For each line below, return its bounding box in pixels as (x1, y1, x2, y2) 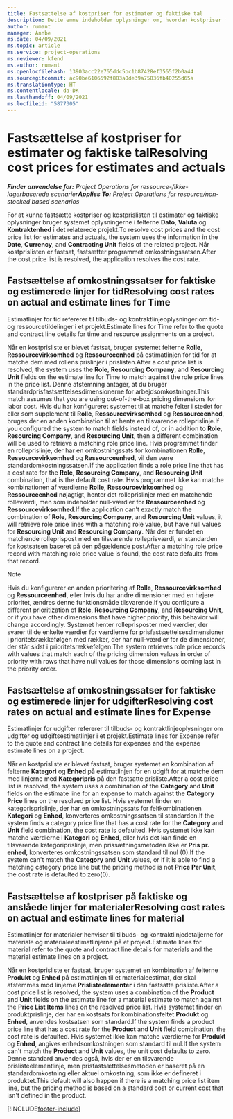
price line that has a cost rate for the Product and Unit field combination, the (7, 1025, 226, 1033)
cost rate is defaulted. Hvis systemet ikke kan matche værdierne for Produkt (7, 1032, 226, 1041)
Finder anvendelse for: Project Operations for (7, 182, 139, 191)
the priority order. (7, 664, 58, 673)
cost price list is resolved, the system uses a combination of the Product (7, 988, 215, 996)
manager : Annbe (7, 29, 51, 37)
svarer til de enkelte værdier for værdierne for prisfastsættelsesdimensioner (7, 628, 224, 636)
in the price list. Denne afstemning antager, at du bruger (7, 380, 168, 388)
